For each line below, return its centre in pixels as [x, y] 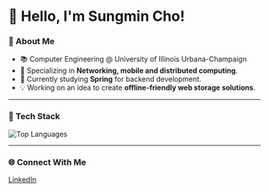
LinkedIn [22, 180]
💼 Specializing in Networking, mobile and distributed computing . [129, 70]
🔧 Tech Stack [34, 117]
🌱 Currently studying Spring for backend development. [110, 79]
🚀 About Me [32, 42]
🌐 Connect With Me [47, 162]
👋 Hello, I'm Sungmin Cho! [97, 16]
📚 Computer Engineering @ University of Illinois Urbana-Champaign [133, 59]
